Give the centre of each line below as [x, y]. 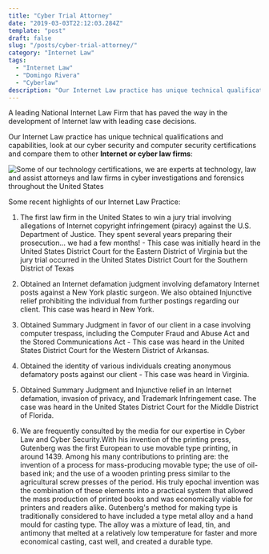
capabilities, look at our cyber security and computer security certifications [132, 146]
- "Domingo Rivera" [48, 75]
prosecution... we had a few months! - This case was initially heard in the [140, 243]
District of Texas [47, 268]
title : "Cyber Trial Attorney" [60, 16]
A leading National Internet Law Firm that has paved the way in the [118, 113]
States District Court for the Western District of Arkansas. [114, 351]
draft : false [30, 38]
